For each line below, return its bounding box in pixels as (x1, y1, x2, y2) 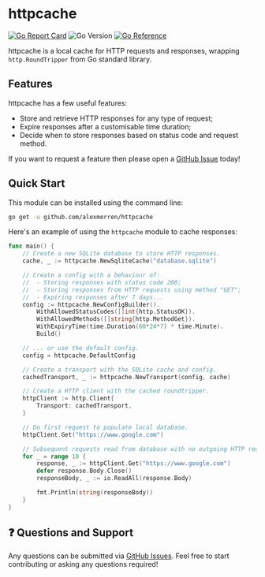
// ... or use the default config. (22, 344, 140, 352)
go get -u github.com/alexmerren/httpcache (8, 213, 154, 221)
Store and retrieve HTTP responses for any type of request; (19, 114, 214, 123)
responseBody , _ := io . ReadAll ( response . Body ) (36, 475, 192, 482)
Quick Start (8, 177, 65, 190)
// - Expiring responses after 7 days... (22, 293, 164, 301)
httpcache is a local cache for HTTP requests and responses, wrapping (8, 46, 240, 55)
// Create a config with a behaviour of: (22, 271, 160, 280)
